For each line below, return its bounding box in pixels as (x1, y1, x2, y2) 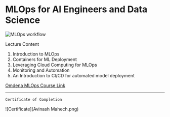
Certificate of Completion (5, 97, 62, 102)
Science (5, 14, 40, 26)
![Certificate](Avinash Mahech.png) (5, 106, 79, 112)
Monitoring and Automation (12, 67, 70, 73)
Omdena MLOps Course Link (5, 82, 66, 89)
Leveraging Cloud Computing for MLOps (12, 62, 97, 68)
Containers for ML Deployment (12, 56, 77, 62)
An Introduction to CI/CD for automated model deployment (12, 72, 135, 78)
